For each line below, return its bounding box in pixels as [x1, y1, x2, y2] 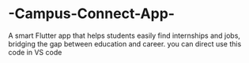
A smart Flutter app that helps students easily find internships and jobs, [8, 31, 241, 40]
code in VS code [8, 47, 62, 57]
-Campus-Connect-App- [8, 5, 175, 23]
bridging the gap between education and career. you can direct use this [8, 39, 242, 48]
